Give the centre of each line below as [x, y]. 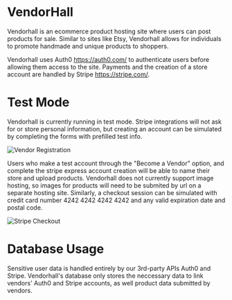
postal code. [25, 207]
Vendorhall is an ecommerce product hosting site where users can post [109, 31]
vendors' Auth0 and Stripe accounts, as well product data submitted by [109, 283]
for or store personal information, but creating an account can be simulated [114, 128]
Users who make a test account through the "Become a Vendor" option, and [116, 163]
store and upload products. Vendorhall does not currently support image [110, 178]
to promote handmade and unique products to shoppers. [88, 46]
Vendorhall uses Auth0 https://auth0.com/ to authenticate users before [108, 59]
